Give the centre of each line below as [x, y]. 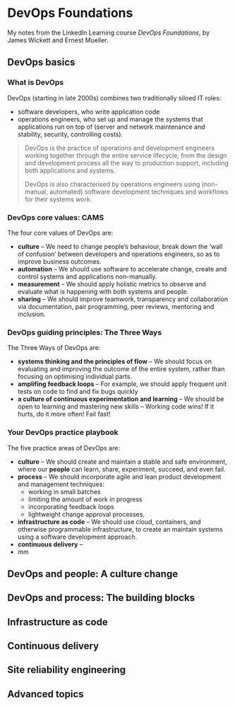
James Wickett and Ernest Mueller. [58, 40]
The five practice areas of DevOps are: [64, 448]
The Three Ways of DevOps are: [54, 348]
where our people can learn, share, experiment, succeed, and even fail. [121, 469]
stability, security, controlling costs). [70, 134]
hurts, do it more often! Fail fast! [64, 414]
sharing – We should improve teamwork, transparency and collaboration [122, 299]
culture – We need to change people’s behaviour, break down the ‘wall [120, 246]
